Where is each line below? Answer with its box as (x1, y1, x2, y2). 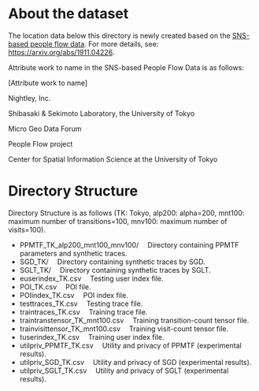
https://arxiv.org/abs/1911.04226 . (8, 47, 115, 57)
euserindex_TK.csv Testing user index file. (19, 274, 164, 283)
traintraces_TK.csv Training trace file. (19, 307, 148, 316)
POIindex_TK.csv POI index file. (19, 290, 128, 300)
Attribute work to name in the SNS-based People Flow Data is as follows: (8, 62, 244, 72)
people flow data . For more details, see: (30, 39, 159, 48)
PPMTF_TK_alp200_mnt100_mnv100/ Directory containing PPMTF (19, 240, 239, 249)
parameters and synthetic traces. (19, 248, 128, 258)
